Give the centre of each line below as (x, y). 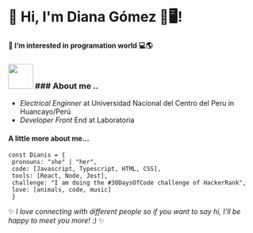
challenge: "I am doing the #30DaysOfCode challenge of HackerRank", (129, 183)
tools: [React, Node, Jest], (60, 176)
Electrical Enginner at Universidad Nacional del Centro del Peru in (127, 103)
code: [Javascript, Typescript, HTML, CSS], (86, 169)
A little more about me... (49, 138)
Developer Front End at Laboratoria (77, 120)
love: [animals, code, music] (61, 190)
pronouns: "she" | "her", (54, 162)
